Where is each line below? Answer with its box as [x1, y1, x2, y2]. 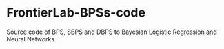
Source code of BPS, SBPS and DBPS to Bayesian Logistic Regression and [6, 28, 218, 36]
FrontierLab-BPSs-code [6, 5, 146, 21]
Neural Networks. [6, 35, 57, 43]
